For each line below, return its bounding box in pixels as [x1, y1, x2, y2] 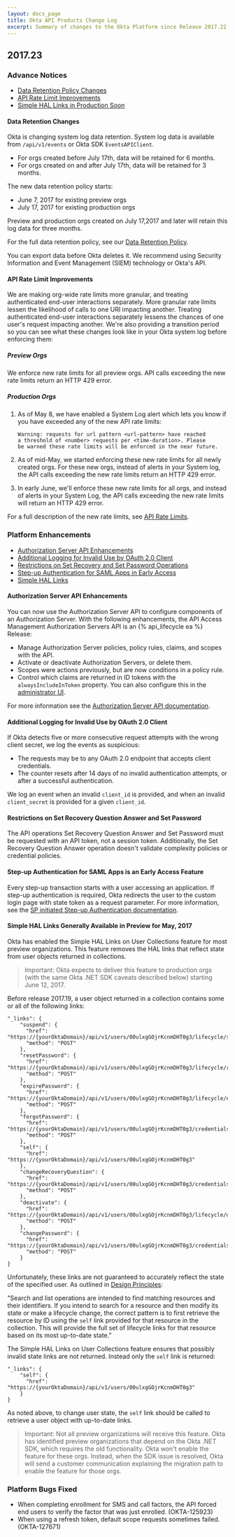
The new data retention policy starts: [7, 182, 113, 191]
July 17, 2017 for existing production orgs [17, 203, 136, 212]
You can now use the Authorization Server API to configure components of [7, 607, 222, 615]
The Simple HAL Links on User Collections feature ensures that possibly [7, 1344, 215, 1353]
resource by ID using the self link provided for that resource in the [7, 1316, 199, 1325]
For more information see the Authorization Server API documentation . [7, 702, 211, 710]
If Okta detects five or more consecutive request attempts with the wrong [7, 733, 219, 742]
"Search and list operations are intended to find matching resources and [7, 1294, 215, 1302]
